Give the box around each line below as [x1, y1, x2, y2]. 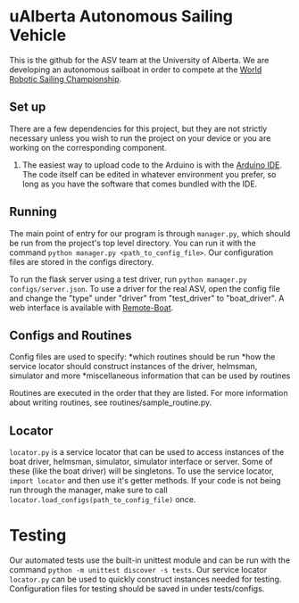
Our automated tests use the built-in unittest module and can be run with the [9, 555, 291, 566]
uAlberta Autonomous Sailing [9, 6, 234, 27]
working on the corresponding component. [9, 142, 167, 153]
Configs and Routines [9, 327, 132, 343]
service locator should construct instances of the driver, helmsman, [9, 361, 258, 372]
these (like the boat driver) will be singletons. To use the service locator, [9, 466, 275, 476]
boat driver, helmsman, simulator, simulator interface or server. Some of [9, 457, 273, 467]
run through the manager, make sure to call [9, 484, 168, 496]
